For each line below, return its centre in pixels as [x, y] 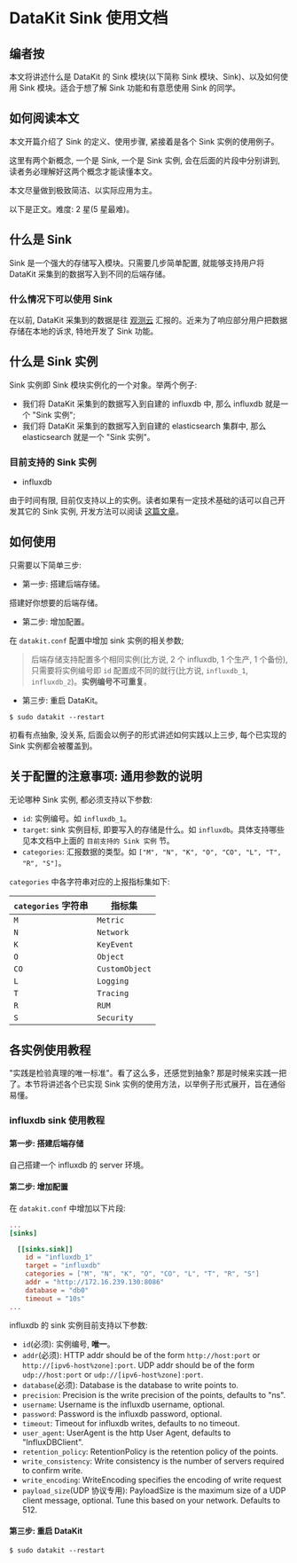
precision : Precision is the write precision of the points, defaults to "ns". [154, 1394]
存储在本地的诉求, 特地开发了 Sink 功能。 [84, 331]
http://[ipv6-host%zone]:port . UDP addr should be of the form [138, 1365]
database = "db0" [57, 1290]
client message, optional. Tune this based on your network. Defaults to [151, 1500]
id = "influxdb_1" [59, 1257]
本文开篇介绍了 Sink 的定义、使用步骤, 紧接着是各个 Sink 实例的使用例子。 [144, 141]
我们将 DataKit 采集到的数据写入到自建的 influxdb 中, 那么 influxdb [142, 404]
